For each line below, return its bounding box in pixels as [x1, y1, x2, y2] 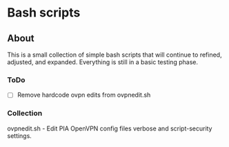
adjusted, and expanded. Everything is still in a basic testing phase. [7, 58, 199, 66]
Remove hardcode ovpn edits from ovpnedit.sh [17, 91, 151, 99]
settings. [7, 131, 32, 139]
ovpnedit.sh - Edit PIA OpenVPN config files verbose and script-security [7, 124, 212, 133]
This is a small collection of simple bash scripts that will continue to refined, [7, 50, 222, 59]
